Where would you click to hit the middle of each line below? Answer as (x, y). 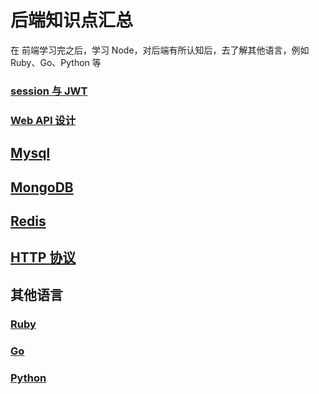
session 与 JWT (49, 91)
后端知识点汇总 (72, 20)
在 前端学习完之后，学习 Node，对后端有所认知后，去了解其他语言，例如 (160, 50)
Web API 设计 (43, 120)
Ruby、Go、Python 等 (56, 62)
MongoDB (42, 187)
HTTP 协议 (43, 257)
